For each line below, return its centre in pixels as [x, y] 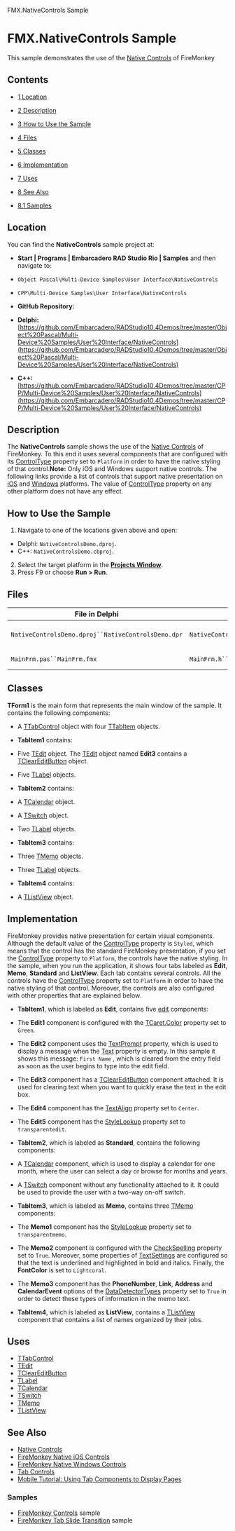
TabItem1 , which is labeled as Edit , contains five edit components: [113, 1009]
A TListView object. [45, 897]
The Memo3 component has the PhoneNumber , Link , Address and [115, 1284]
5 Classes [31, 151]
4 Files [27, 137]
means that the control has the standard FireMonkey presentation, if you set [116, 951]
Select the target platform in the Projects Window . [90, 565]
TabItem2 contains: [46, 788]
